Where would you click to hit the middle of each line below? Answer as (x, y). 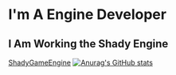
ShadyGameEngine (40, 62)
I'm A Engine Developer (88, 15)
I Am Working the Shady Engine (88, 44)
